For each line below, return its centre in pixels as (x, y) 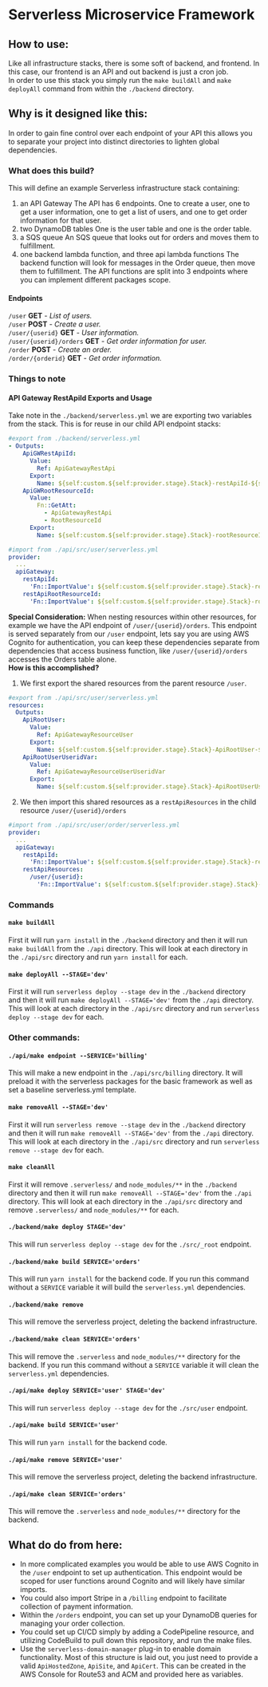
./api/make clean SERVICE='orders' (67, 1494)
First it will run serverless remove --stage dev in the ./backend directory (127, 1124)
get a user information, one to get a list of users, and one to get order (134, 212)
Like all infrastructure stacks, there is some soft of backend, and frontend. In (134, 63)
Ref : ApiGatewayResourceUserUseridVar (101, 772)
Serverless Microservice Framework (132, 15)
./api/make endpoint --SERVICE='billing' (78, 1056)
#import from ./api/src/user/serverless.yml (83, 549)
